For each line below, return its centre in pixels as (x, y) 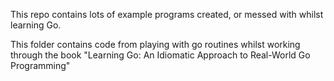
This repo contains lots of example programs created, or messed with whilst (167, 14)
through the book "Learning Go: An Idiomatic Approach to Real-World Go (160, 55)
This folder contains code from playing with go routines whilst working (155, 44)
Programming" (40, 65)
